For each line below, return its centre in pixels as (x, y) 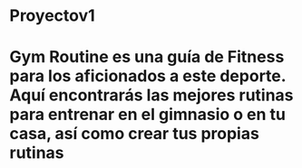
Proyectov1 (52, 16)
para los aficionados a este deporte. (148, 76)
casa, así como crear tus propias (135, 134)
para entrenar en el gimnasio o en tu (148, 115)
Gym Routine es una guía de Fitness (147, 57)
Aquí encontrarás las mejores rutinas (151, 95)
